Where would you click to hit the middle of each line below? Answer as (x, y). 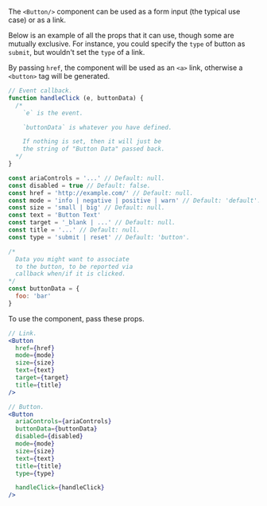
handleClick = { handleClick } (60, 488)
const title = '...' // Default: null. (74, 230)
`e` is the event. (53, 113)
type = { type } (35, 473)
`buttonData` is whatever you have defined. (97, 127)
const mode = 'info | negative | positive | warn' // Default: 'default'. (135, 200)
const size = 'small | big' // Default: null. (87, 208)
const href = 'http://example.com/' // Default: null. (101, 193)
